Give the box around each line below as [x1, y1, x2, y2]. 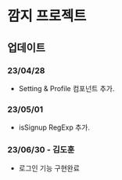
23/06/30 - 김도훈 [7, 145, 75, 156]
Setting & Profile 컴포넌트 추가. [18, 83, 115, 93]
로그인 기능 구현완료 [18, 163, 80, 173]
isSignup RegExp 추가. [18, 123, 91, 132]
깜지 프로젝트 [7, 7, 87, 25]
